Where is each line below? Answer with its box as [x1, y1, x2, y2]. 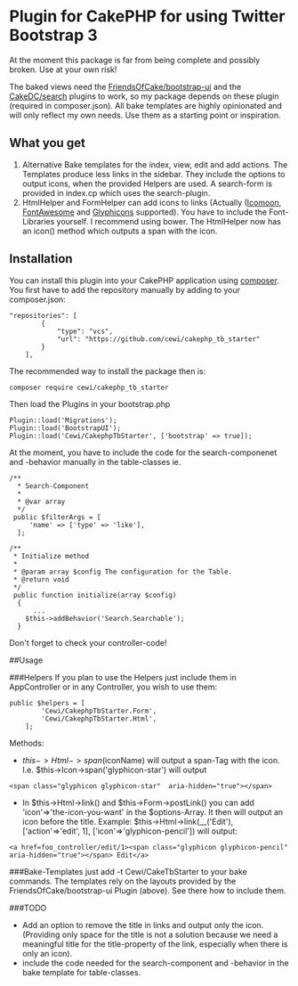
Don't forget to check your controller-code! [9, 637, 167, 648]
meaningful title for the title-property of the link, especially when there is [21, 938, 288, 949]
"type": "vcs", [56, 327, 114, 336]
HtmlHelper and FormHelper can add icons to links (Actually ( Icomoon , [21, 197, 282, 208]
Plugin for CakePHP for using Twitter [9, 6, 286, 27]
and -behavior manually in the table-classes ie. [9, 456, 181, 467]
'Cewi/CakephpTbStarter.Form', [41, 706, 157, 715]
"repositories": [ [9, 311, 77, 320]
